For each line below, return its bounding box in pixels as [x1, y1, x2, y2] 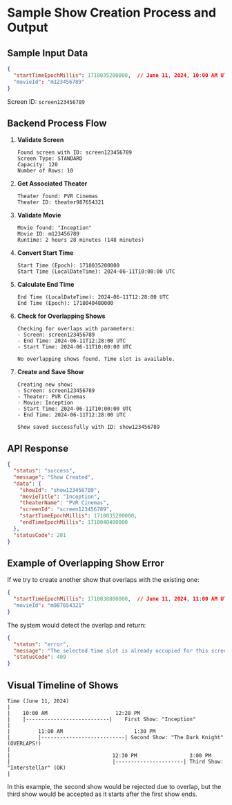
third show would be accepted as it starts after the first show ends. [7, 790, 198, 798]
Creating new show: [17, 381, 74, 389]
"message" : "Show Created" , [13, 473, 95, 481]
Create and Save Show [17, 368, 84, 376]
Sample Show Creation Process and [7, 5, 216, 21]
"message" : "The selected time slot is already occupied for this [13, 647, 209, 654]
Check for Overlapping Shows [17, 312, 106, 320]
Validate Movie [17, 211, 61, 220]
